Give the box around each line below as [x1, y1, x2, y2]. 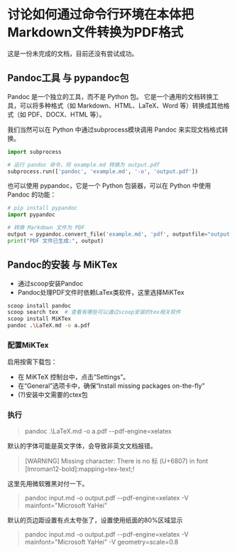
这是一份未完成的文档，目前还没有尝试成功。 [7, 49, 138, 58]
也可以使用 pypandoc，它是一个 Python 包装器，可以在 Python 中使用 [7, 181, 211, 190]
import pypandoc [7, 211, 55, 218]
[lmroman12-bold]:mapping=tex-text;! [24, 464, 135, 473]
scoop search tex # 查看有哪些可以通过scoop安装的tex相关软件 [7, 309, 181, 316]
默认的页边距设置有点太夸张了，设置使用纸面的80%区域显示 [7, 515, 183, 524]
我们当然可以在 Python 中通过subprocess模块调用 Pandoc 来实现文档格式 [7, 125, 222, 134]
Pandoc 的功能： [7, 190, 57, 199]
